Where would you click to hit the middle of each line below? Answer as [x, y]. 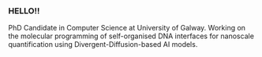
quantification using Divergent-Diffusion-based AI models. [103, 45]
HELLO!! [24, 11]
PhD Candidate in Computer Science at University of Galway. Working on [127, 28]
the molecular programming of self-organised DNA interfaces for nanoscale [131, 36]
